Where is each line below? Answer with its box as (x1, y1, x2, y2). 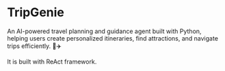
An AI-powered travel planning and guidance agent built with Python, (7, 27, 202, 35)
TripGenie (7, 5, 65, 20)
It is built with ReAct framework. (7, 57, 97, 66)
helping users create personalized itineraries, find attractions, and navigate (7, 34, 219, 42)
